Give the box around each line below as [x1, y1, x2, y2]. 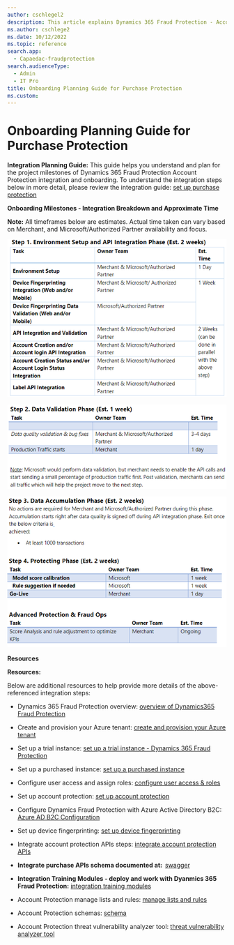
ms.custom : [7, 92, 39, 99]
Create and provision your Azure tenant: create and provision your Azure [17, 723, 226, 732]
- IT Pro [13, 77, 39, 84]
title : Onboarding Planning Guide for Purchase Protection [7, 84, 182, 92]
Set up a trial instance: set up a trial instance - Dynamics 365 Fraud [17, 744, 211, 753]
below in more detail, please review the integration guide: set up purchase [7, 183, 220, 192]
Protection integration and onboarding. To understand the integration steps [7, 176, 223, 184]
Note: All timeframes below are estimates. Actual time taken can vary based [7, 218, 226, 226]
